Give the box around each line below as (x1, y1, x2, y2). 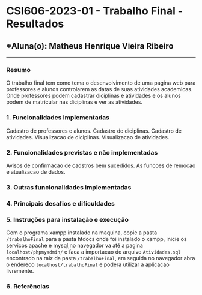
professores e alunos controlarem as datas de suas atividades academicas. (6, 86, 193, 93)
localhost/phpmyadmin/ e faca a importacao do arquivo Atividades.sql (6, 248, 182, 255)
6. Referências (6, 282, 50, 290)
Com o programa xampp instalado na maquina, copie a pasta (6, 229, 158, 236)
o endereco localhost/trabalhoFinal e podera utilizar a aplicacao (6, 261, 170, 268)
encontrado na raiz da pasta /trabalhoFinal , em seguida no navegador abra (6, 255, 195, 262)
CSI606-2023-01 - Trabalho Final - (6, 4, 183, 18)
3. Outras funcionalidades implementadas (6, 183, 132, 191)
